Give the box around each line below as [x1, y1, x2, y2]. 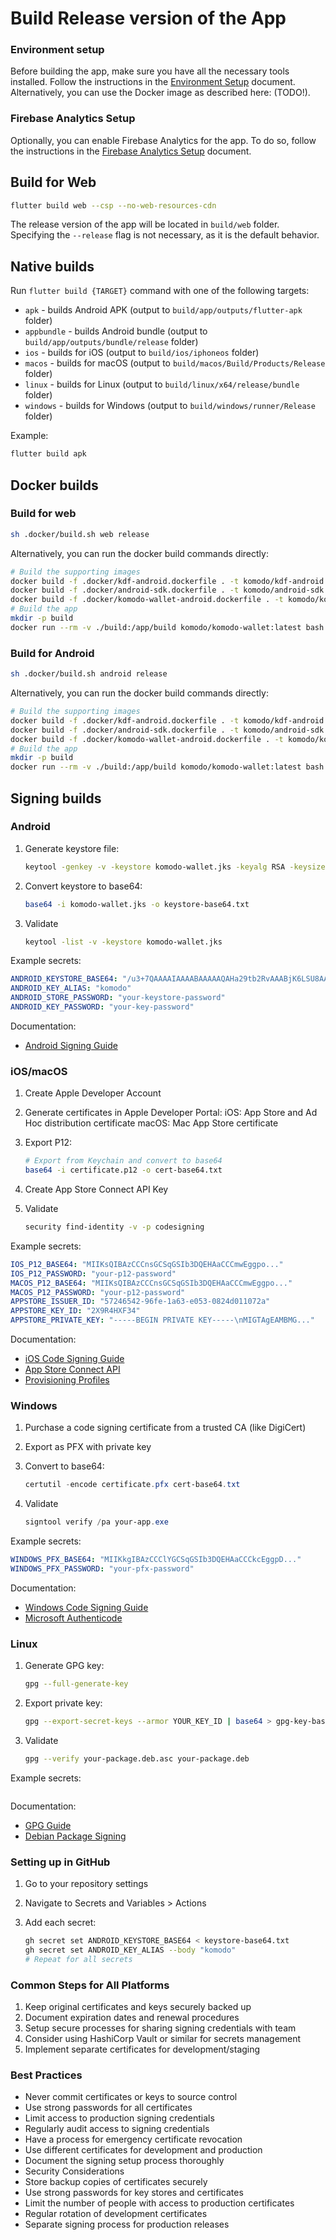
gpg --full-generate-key [24, 1679, 129, 1689]
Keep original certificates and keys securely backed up [24, 2000, 252, 2012]
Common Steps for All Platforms [10, 1978, 170, 1992]
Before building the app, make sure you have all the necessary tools [10, 65, 290, 77]
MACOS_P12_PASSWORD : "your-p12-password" [10, 1287, 186, 1297]
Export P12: [24, 1137, 73, 1149]
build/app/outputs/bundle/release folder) [24, 336, 199, 348]
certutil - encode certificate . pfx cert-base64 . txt [24, 1480, 241, 1490]
